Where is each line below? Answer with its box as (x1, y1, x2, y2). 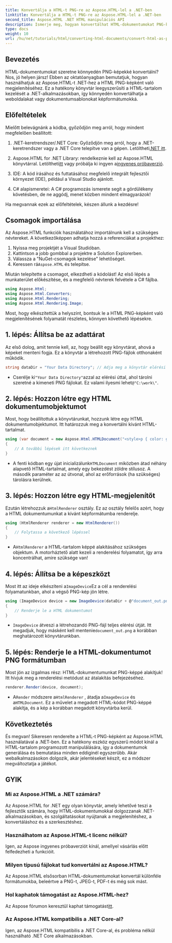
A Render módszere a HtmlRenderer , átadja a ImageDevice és (12, 694, 136, 700)
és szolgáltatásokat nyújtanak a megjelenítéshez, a (44, 813, 152, 820)
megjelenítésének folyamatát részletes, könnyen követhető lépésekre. (5, 316, 153, 322)
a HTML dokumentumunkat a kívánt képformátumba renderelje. (5, 510, 139, 516)
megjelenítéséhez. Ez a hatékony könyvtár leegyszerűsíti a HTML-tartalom (5, 85, 162, 91)
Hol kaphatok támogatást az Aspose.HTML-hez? (5, 891, 129, 898)
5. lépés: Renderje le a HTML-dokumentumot (5, 647, 152, 656)
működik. (5, 354, 25, 361)
